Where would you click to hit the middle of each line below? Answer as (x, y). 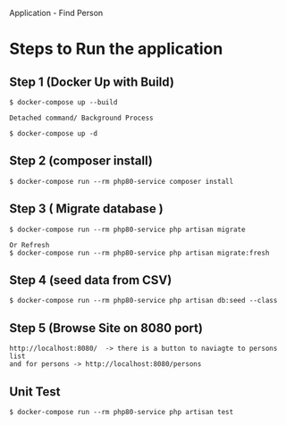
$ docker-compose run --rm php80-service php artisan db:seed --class (143, 301)
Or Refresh (29, 245)
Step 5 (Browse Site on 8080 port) (106, 328)
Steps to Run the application (116, 49)
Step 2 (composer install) (81, 161)
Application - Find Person (56, 13)
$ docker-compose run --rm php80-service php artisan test (122, 412)
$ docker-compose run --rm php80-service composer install (122, 181)
